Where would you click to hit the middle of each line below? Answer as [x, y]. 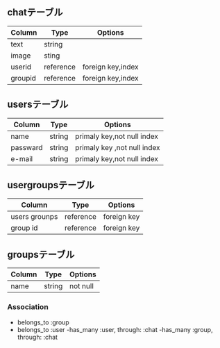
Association [28, 307]
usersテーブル [38, 105]
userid [21, 67]
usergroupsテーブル [51, 185]
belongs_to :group [43, 322]
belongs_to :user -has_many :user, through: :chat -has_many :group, [115, 329]
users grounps [34, 217]
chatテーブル [35, 13]
